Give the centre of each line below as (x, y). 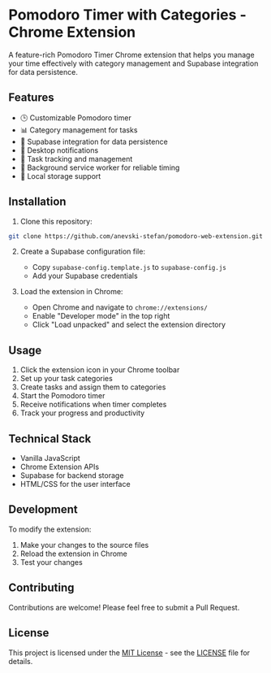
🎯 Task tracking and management (76, 158)
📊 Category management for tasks (79, 130)
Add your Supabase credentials (85, 276)
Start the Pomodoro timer (62, 396)
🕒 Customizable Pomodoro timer (75, 117)
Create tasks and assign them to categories (93, 387)
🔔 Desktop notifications (59, 150)
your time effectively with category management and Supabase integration (133, 63)
